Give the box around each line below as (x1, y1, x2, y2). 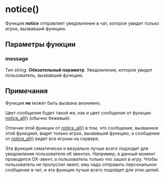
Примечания (5, 87, 48, 95)
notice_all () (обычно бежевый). (5, 115, 71, 122)
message (5, 55, 29, 63)
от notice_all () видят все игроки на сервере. (5, 136, 100, 142)
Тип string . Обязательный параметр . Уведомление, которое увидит (5, 67, 153, 73)
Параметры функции (5, 40, 76, 49)
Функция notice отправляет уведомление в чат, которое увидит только (5, 20, 159, 26)
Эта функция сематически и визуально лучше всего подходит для (5, 145, 149, 152)
